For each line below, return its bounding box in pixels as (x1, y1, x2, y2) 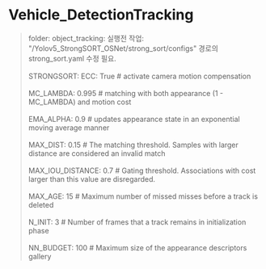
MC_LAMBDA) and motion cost (27, 97, 132, 107)
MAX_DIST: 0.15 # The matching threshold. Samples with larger (27, 140, 239, 149)
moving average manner (27, 123, 110, 132)
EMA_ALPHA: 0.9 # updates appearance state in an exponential (27, 114, 240, 124)
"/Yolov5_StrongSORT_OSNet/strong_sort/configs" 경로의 (27, 43, 218, 53)
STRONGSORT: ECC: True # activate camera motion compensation (27, 71, 251, 81)
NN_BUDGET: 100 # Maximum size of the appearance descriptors (27, 242, 247, 252)
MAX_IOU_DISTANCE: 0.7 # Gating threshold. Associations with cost (27, 166, 256, 175)
